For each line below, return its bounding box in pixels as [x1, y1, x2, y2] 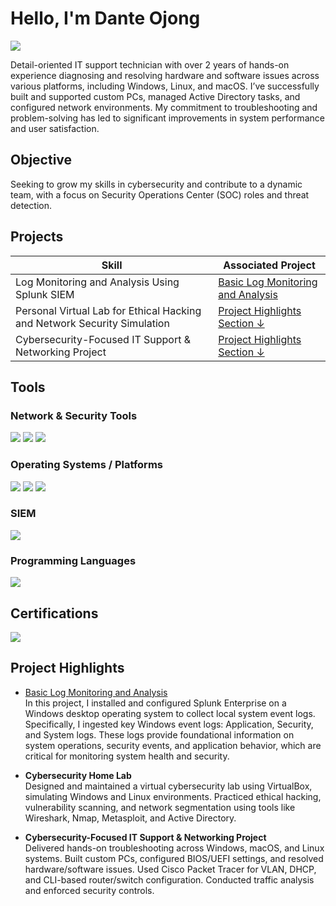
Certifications [10, 605, 99, 622]
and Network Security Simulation [15, 316, 170, 330]
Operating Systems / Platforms [10, 458, 163, 472]
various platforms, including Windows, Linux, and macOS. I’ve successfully [10, 80, 320, 92]
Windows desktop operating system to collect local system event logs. [24, 707, 316, 719]
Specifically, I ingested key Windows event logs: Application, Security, [24, 718, 314, 730]
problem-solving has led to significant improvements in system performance [10, 112, 325, 124]
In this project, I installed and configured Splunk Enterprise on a [24, 697, 287, 709]
